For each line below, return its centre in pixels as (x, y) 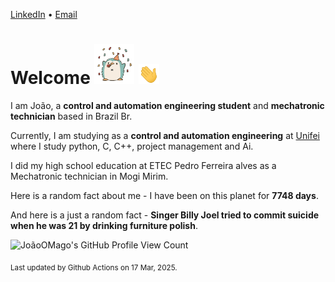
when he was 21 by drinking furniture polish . (104, 225)
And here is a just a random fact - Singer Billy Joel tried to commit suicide (165, 215)
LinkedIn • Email (44, 14)
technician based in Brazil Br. (71, 116)
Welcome (50, 78)
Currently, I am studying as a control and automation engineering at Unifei (165, 135)
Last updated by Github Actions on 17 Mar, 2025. (94, 267)
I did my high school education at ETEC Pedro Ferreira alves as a (143, 165)
